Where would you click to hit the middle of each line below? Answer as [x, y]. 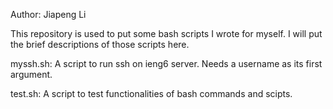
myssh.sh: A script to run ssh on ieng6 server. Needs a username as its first [166, 63]
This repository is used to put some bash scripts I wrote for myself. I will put [166, 33]
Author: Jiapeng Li [48, 14]
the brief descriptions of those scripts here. [100, 44]
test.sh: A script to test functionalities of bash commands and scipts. [151, 93]
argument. [31, 74]
